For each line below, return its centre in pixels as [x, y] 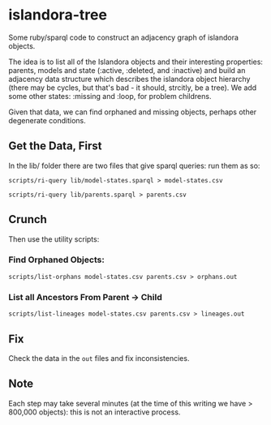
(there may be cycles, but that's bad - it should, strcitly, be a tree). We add [133, 88]
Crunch [28, 219]
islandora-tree [58, 15]
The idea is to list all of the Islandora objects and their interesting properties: [136, 62]
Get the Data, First [55, 146]
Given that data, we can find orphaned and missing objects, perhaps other [133, 112]
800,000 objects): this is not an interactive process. [95, 412]
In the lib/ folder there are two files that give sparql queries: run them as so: [134, 165]
